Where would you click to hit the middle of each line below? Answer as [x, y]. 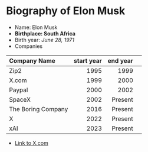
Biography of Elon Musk [66, 11]
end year [121, 60]
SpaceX [20, 99]
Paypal [19, 90]
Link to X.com [32, 143]
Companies [29, 46]
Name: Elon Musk [36, 27]
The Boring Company [39, 109]
